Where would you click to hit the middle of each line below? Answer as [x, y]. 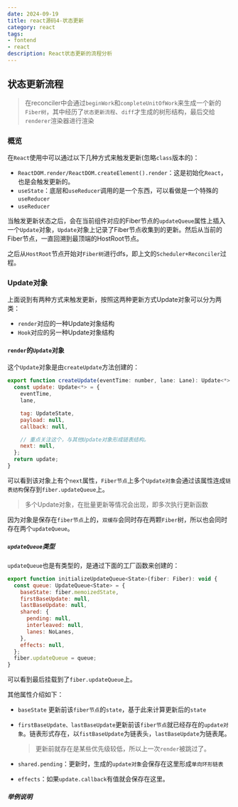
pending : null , [49, 619]
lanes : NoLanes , [50, 632]
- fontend [22, 41]
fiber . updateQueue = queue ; [55, 658]
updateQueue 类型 [31, 546]
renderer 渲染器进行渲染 [59, 120]
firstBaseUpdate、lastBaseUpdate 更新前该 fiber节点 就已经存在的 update [120, 725]
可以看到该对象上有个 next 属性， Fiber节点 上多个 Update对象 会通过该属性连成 [117, 480]
